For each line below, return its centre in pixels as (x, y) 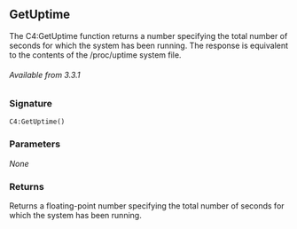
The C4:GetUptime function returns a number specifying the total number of (148, 36)
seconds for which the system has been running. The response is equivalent (149, 45)
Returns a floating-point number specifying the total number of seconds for (147, 205)
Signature (31, 104)
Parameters (35, 144)
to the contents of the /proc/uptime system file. (95, 55)
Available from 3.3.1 (45, 75)
